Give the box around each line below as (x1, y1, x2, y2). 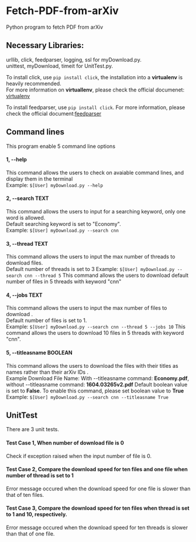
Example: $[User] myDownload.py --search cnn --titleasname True (6, 393, 169, 400)
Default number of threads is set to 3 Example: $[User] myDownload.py (6, 266, 175, 273)
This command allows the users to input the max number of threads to (6, 253, 176, 260)
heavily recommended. (6, 80, 61, 87)
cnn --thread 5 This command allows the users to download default (24, 272, 189, 279)
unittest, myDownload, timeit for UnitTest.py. (6, 62, 113, 69)
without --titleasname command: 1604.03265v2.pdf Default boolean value (6, 381, 188, 388)
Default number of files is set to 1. (6, 317, 87, 324)
